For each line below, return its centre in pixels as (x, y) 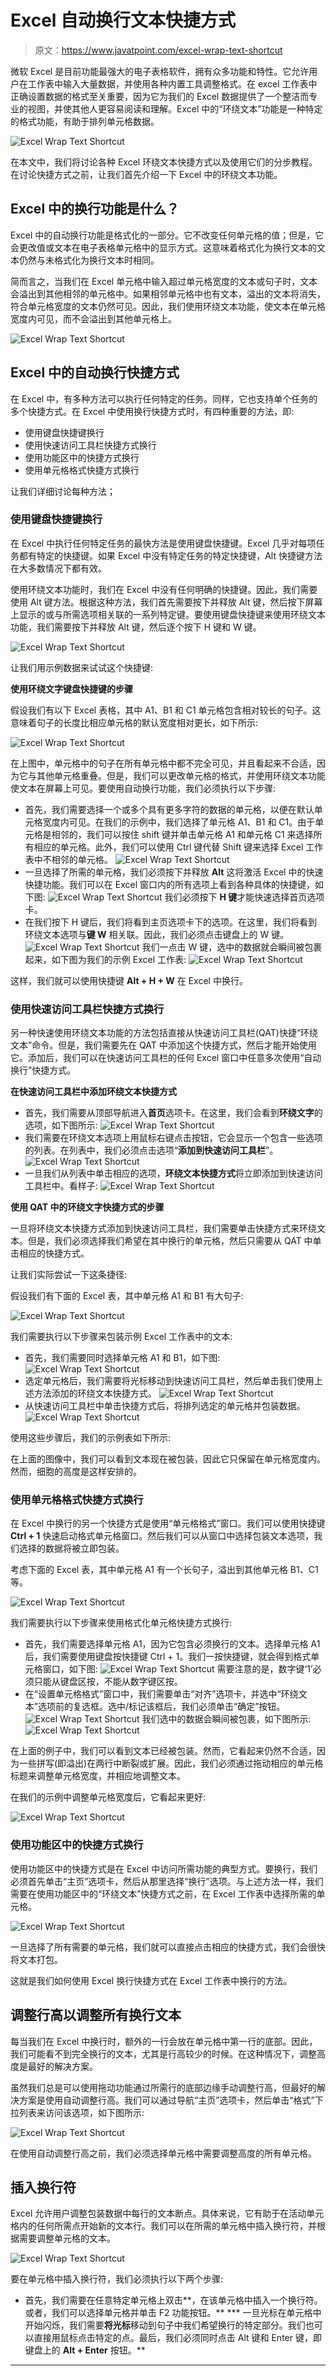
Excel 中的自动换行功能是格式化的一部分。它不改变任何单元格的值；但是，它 (167, 235)
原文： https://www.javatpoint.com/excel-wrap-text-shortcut (158, 50)
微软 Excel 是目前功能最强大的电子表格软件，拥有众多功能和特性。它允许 (160, 71)
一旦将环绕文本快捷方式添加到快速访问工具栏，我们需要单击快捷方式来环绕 (163, 1228)
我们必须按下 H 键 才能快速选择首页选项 (244, 897)
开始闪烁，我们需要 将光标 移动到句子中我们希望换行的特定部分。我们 (165, 2325)
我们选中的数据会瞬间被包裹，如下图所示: (226, 1719)
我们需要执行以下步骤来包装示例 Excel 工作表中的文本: (121, 1337)
